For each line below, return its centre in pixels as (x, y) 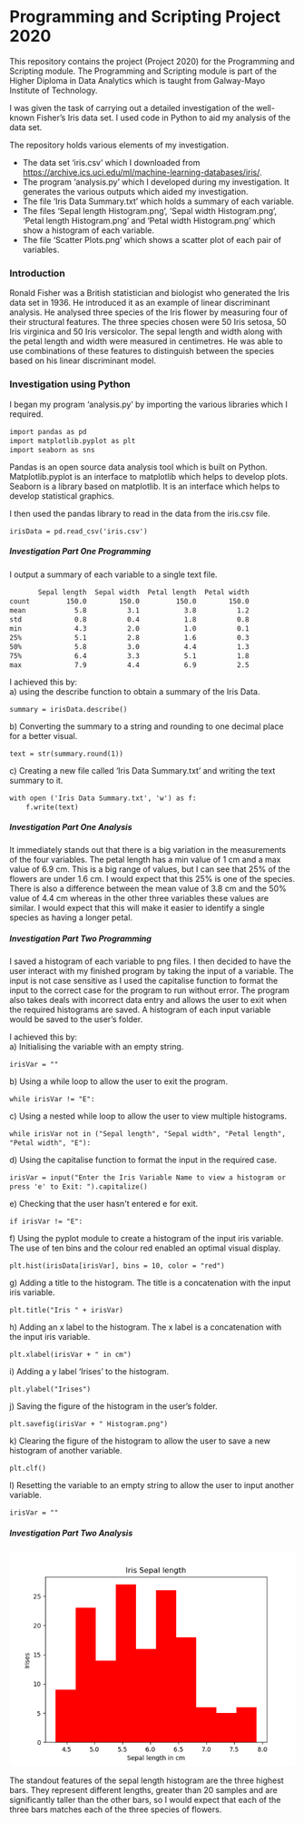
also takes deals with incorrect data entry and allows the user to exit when (148, 1000)
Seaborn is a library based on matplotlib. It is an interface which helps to (145, 486)
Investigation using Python (70, 384)
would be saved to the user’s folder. (76, 1019)
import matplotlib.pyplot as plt (73, 441)
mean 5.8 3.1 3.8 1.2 (129, 610)
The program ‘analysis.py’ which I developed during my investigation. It (156, 182)
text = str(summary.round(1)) (67, 754)
